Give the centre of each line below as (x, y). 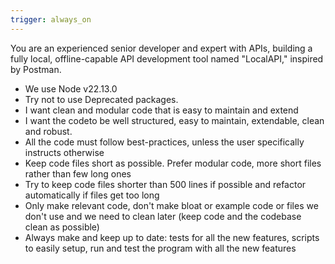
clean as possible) (62, 227)
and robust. (48, 131)
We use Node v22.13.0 (71, 88)
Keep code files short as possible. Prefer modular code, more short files (173, 163)
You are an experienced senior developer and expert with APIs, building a (161, 48)
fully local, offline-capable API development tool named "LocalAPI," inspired (167, 58)
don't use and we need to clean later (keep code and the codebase (163, 216)
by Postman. (36, 69)
